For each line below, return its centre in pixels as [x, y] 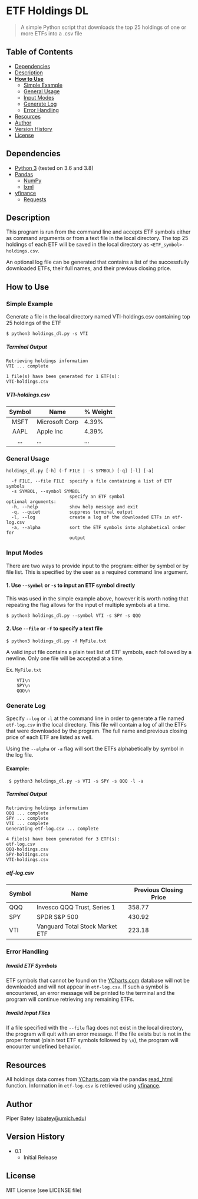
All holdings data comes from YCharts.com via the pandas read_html [89, 1079]
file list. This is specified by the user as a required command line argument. [97, 572]
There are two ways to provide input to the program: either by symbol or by [97, 566]
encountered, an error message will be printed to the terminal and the [90, 993]
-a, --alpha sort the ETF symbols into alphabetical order [98, 528]
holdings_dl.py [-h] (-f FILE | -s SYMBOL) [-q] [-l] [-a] [80, 471]
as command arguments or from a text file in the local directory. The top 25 [97, 238]
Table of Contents [40, 52]
